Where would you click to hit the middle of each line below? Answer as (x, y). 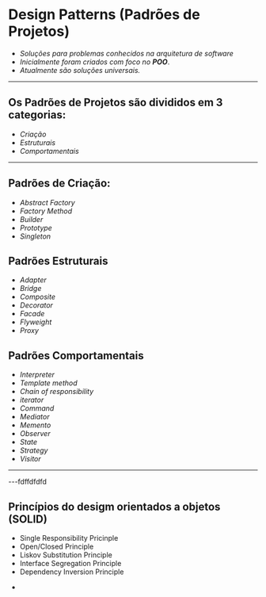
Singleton (35, 236)
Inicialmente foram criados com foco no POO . (95, 62)
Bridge (30, 289)
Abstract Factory (47, 202)
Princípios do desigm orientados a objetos (114, 506)
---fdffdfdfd (28, 482)
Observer (35, 434)
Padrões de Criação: (59, 184)
